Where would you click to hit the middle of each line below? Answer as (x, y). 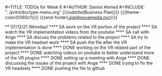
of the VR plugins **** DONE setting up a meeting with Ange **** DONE (77, 58)
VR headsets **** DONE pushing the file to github (55, 68)
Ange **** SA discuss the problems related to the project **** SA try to (77, 37)
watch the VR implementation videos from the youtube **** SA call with (77, 32)
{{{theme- (131, 12)
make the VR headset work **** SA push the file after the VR (66, 42)
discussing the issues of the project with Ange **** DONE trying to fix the (79, 63)
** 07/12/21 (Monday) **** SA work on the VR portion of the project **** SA (81, 27)
